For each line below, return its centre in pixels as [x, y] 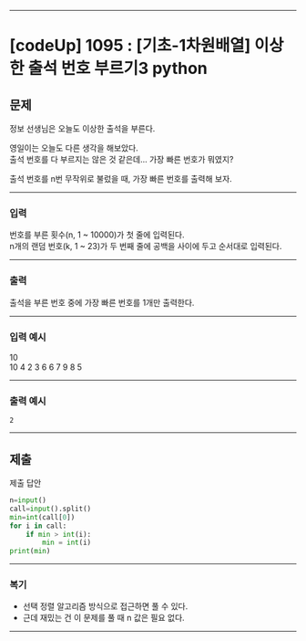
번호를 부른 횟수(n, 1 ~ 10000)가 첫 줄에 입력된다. [97, 235]
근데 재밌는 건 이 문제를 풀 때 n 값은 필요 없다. [103, 618]
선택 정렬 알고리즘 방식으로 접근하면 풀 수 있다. [105, 606]
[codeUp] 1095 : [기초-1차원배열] [130, 46]
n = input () [28, 500]
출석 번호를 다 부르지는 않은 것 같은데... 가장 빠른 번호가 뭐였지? [122, 159]
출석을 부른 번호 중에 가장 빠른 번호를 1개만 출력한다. [102, 302]
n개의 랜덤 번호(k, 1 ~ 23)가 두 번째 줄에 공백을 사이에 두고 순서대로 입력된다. [146, 247]
